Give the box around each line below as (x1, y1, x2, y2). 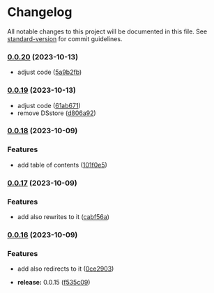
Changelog (7, 4, 72, 20)
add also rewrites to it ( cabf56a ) (17, 212, 110, 220)
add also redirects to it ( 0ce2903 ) (17, 264, 114, 273)
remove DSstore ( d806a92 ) (17, 109, 96, 117)
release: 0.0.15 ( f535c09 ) (17, 278, 91, 287)
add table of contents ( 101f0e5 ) (17, 160, 108, 169)
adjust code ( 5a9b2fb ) (17, 68, 82, 77)
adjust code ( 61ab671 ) (17, 101, 82, 110)
